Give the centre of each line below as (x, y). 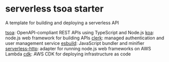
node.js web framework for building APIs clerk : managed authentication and (85, 38)
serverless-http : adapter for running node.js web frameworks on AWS (78, 48)
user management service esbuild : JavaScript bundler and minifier (75, 43)
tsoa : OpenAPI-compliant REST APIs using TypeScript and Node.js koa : (80, 32)
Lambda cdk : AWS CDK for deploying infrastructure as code (68, 54)
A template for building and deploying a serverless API (62, 23)
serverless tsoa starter (55, 9)
